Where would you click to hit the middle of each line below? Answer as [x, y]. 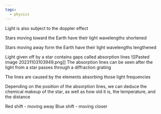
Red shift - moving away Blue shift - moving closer [56, 106]
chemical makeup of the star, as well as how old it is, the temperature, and [80, 91]
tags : [11, 10]
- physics [19, 14]
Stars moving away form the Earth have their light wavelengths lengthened [81, 47]
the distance [18, 97]
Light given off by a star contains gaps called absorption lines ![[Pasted [77, 57]
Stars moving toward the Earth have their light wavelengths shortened [76, 38]
